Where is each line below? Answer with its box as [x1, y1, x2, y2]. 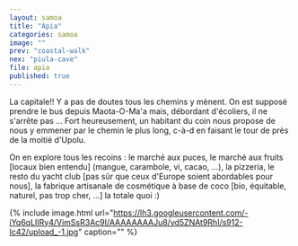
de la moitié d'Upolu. [9, 134, 86, 145]
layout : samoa [9, 13, 63, 22]
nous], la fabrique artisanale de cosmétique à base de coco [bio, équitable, [9, 180, 287, 191]
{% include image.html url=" [9, 207, 114, 218]
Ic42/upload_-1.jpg [9, 226, 79, 237]
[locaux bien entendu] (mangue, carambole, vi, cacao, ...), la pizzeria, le [9, 161, 276, 171]
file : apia [9, 64, 50, 73]
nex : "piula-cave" [9, 55, 78, 64]
